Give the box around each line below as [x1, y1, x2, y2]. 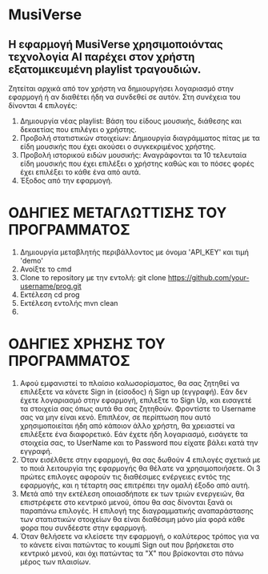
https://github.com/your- [167, 272, 250, 282]
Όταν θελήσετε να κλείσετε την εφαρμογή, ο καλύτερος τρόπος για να [19, 531, 260, 541]
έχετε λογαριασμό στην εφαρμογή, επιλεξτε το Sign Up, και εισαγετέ [19, 395, 252, 405]
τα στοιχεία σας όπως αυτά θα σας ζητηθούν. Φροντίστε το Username [19, 403, 256, 413]
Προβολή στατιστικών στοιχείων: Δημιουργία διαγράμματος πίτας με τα [19, 134, 260, 142]
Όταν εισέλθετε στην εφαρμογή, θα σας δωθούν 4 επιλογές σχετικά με [19, 455, 261, 464]
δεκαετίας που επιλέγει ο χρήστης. [19, 125, 138, 134]
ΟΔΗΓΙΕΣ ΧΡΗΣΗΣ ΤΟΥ [8, 335, 166, 353]
